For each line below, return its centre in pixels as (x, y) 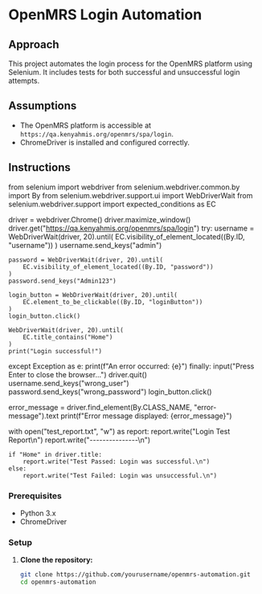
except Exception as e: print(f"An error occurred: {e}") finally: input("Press (131, 366)
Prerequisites (35, 495)
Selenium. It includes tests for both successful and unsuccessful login (124, 72)
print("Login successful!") (55, 351)
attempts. (24, 81)
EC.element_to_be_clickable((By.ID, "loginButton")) (113, 302)
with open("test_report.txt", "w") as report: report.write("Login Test (119, 431)
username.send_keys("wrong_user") (69, 383)
